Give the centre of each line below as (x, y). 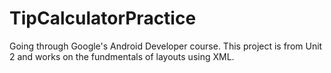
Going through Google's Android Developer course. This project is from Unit (166, 46)
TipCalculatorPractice (103, 18)
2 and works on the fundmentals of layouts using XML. (122, 56)
